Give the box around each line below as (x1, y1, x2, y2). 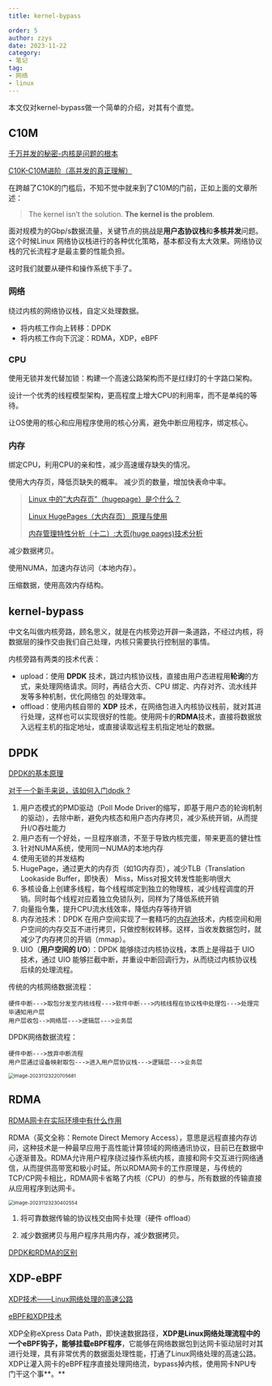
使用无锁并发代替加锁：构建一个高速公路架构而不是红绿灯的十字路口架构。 (8, 373, 257, 383)
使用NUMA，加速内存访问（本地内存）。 (8, 563, 141, 573)
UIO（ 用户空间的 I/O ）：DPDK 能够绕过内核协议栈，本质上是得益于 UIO (19, 944, 255, 954)
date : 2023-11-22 (8, 41, 67, 49)
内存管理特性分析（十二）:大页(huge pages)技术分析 (28, 529, 203, 538)
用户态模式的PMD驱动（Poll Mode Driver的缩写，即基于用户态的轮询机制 (19, 802, 263, 812)
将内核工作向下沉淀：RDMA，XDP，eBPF (19, 333, 159, 342)
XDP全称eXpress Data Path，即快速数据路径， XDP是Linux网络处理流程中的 (8, 1329, 261, 1338)
